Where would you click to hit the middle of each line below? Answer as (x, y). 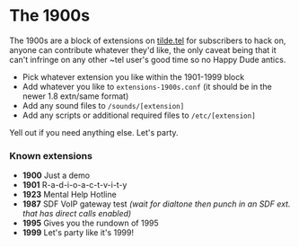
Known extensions (51, 155)
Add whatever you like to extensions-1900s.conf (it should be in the (147, 86)
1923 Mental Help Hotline (69, 195)
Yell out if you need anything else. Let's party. (94, 132)
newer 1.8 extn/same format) (75, 96)
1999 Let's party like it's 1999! (78, 233)
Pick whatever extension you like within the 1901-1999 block (133, 76)
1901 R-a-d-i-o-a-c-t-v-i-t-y (75, 185)
